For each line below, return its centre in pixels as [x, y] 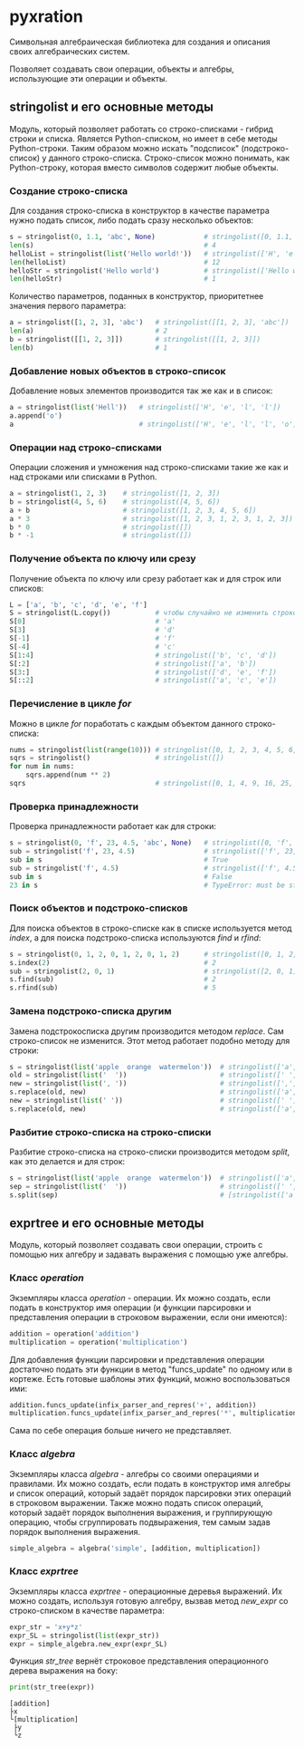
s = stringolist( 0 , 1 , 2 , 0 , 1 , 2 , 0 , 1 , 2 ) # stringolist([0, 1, [147, 954]
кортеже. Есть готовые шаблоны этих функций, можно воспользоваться [150, 1378]
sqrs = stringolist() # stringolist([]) [117, 758]
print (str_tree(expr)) [52, 1687]
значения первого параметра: [68, 306]
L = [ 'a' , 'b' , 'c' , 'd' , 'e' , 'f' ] [78, 604]
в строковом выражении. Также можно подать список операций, [137, 1502]
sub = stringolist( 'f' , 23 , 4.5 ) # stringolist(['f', [145, 852]
